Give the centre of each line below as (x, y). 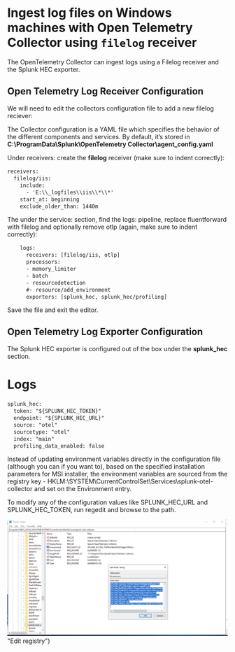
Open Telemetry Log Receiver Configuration (106, 91)
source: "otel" (36, 425)
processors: (43, 262)
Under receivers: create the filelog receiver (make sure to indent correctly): (116, 157)
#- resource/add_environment (68, 290)
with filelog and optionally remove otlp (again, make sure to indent (102, 227)
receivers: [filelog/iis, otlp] (73, 255)
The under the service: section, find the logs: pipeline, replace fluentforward (117, 219)
